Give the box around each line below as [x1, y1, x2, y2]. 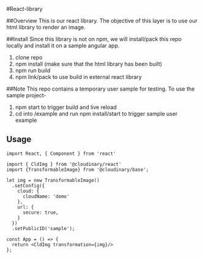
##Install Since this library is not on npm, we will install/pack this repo [6, 36, 182, 42]
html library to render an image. [6, 24, 86, 31]
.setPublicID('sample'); [12, 225, 75, 231]
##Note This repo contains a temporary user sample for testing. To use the [6, 85, 195, 92]
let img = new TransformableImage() [6, 177, 100, 183]
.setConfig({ [12, 182, 45, 189]
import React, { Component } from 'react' [6, 150, 116, 157]
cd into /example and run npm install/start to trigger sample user [15, 110, 178, 117]
